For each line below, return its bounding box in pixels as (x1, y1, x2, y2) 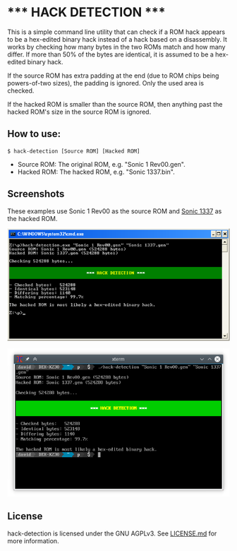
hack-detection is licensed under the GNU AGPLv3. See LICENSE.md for (7, 529, 217, 538)
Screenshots (7, 188, 65, 200)
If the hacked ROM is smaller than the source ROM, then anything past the (7, 100, 223, 108)
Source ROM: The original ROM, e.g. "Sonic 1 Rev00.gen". (17, 160, 186, 168)
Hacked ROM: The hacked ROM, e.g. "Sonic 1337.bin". (17, 167, 175, 176)
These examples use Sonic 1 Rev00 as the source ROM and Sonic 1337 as (7, 206, 222, 215)
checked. (7, 86, 35, 95)
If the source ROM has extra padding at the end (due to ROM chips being (7, 71, 219, 80)
